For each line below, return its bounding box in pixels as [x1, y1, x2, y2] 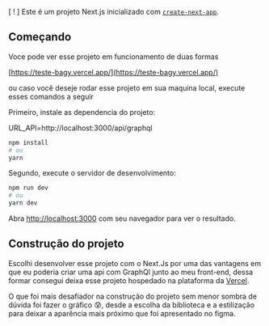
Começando [8, 30, 72, 44]
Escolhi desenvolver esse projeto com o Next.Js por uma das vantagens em [8, 258, 261, 268]
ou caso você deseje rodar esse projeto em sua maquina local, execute [8, 83, 246, 92]
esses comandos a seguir [8, 91, 95, 101]
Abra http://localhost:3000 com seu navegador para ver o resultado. [8, 214, 236, 223]
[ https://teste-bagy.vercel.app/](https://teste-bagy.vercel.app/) [8, 67, 219, 77]
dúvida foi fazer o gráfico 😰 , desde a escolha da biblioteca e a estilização [8, 299, 255, 310]
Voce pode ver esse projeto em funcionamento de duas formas [8, 52, 219, 61]
